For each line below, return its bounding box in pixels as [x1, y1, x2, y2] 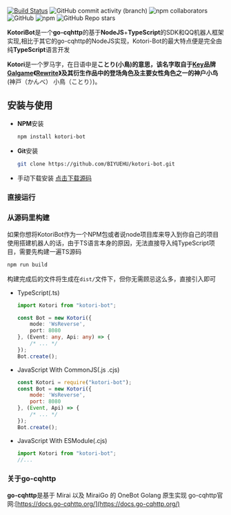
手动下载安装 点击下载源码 [17, 174, 92, 182]
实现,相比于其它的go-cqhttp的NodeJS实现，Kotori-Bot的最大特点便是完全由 [7, 37, 223, 45]
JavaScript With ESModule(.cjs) [17, 436, 108, 444]
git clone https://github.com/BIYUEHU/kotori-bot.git [17, 160, 175, 168]
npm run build [7, 261, 48, 268]
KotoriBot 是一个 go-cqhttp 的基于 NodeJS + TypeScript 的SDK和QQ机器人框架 [7, 28, 224, 36]
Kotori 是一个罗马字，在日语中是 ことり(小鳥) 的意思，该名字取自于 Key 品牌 [7, 60, 216, 69]
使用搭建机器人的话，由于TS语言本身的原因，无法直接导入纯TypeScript [7, 239, 209, 247]
